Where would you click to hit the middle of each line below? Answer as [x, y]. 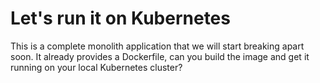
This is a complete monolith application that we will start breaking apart [157, 46]
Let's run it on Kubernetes [120, 18]
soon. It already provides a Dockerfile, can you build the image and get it [160, 56]
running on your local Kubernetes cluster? [96, 67]
